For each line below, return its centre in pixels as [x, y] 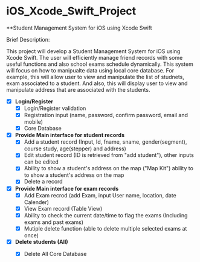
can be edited [41, 162]
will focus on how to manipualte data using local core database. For [90, 70]
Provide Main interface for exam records [67, 188]
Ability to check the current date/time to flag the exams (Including [106, 215]
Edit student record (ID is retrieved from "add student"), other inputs [109, 155]
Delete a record [43, 182]
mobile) [34, 122]
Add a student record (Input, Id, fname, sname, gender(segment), [105, 142]
